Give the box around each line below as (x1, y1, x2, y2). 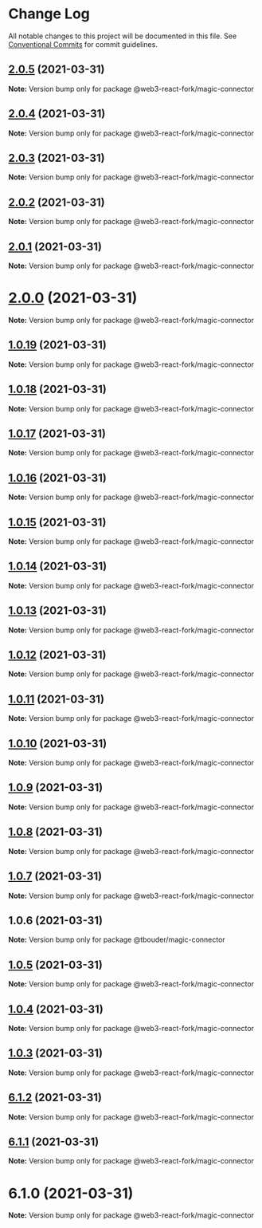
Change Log (8, 5, 90, 23)
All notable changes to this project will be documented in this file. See (8, 31, 237, 41)
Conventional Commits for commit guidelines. (8, 39, 158, 49)
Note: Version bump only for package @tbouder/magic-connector (8, 935, 225, 945)
